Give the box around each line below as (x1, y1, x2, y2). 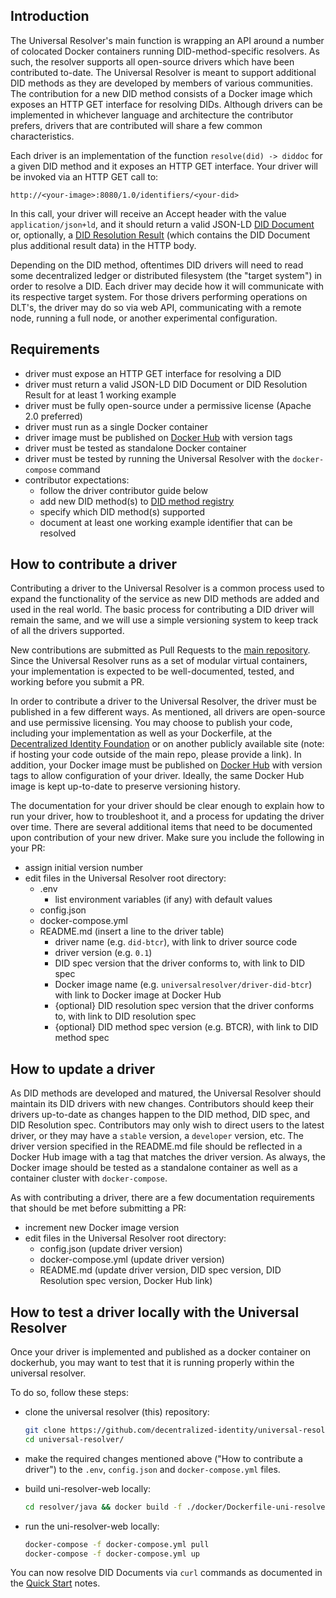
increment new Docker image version (24, 1222, 180, 1234)
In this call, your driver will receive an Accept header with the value (10, 207, 287, 219)
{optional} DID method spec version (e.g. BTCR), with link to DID (54, 1021, 319, 1033)
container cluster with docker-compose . (10, 1172, 168, 1184)
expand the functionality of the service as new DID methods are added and (10, 593, 320, 605)
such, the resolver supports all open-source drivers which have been (10, 55, 295, 68)
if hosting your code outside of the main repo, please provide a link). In (10, 749, 302, 761)
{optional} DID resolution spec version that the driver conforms (54, 1000, 315, 1012)
